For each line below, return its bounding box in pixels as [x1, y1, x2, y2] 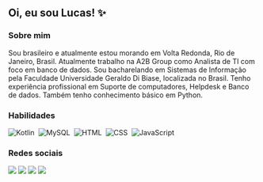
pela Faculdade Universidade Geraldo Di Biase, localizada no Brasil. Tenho [8, 73, 251, 82]
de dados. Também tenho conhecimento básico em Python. [8, 90, 204, 100]
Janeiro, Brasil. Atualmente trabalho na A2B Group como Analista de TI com [8, 56, 256, 66]
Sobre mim [8, 30, 51, 41]
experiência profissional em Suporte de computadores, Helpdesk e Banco [8, 82, 250, 91]
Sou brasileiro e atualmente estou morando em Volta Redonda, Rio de [8, 47, 235, 58]
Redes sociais [8, 147, 63, 158]
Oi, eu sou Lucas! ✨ [8, 6, 107, 20]
